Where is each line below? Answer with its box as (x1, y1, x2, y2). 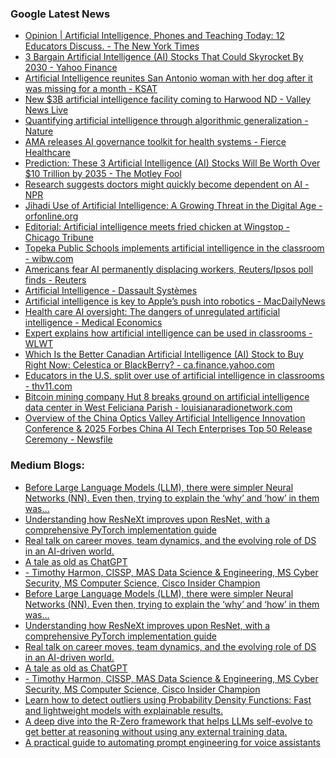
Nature (24, 125, 54, 137)
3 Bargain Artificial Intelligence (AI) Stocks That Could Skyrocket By (24, 51, 304, 63)
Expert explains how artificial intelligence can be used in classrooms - (24, 327, 313, 339)
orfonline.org (24, 210, 79, 222)
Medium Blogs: (10, 458, 85, 472)
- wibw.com (24, 253, 74, 265)
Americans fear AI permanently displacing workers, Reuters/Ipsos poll (24, 263, 314, 276)
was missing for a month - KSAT (24, 83, 158, 95)
